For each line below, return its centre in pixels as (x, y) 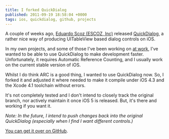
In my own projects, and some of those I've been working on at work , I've (82, 49)
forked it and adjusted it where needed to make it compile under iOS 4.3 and (85, 80)
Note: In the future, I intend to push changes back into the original (74, 116)
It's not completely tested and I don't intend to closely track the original (79, 95)
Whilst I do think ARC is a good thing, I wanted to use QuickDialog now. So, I (85, 75)
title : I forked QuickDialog (36, 10)
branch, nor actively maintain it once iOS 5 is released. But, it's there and (81, 101)
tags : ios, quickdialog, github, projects (51, 19)
